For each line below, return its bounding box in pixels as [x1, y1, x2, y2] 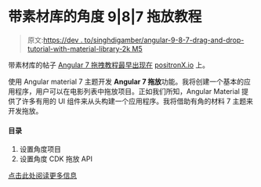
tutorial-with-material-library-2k [27, 44, 131, 53]
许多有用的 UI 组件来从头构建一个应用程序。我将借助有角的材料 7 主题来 [21, 96, 253, 106]
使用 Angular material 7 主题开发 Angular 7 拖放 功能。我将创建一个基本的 [8, 77, 245, 86]
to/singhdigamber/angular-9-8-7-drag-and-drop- [84, 35, 245, 45]
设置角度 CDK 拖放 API [19, 154, 92, 164]
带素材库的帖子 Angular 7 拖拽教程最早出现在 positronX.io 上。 [8, 60, 210, 70]
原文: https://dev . [27, 35, 83, 45]
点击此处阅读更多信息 [8, 171, 77, 181]
